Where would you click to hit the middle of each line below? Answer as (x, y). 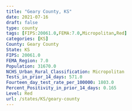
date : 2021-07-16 (27, 17)
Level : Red (19, 93)
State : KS (18, 50)
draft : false (22, 22)
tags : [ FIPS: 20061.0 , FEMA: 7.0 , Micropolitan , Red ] (67, 33)
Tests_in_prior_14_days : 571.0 (44, 77)
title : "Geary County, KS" (39, 11)
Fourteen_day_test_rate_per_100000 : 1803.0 (60, 83)
